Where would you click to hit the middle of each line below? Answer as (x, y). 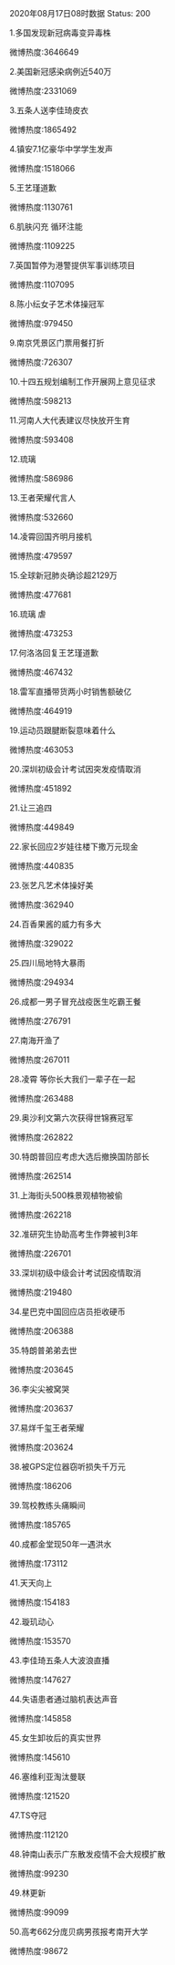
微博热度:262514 (41, 1176)
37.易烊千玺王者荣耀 (47, 1428)
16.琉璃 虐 (28, 614)
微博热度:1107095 (42, 284)
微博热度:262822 (41, 1137)
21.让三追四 (31, 808)
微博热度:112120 (39, 1835)
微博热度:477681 (41, 595)
